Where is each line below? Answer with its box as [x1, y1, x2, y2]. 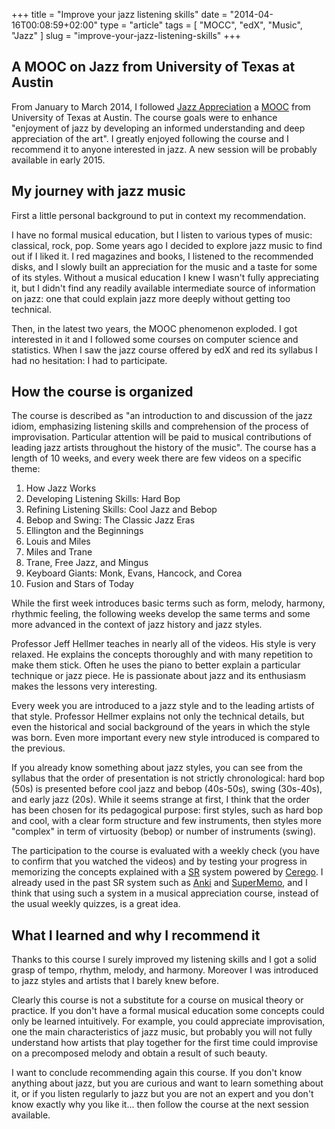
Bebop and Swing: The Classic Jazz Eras [25, 514, 196, 526]
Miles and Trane [25, 546, 93, 558]
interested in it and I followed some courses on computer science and [11, 333, 299, 345]
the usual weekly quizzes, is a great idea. [11, 898, 181, 910]
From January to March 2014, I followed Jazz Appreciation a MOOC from [11, 100, 311, 113]
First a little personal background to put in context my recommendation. [11, 209, 306, 221]
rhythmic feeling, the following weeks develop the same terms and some [11, 608, 311, 620]
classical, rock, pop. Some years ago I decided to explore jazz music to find [11, 239, 323, 251]
